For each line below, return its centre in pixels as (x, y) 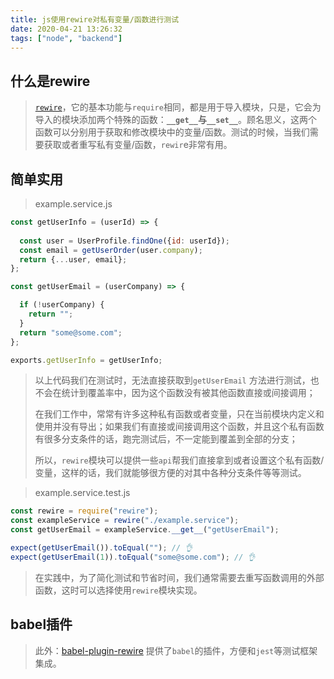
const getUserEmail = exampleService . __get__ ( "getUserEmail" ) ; (145, 530)
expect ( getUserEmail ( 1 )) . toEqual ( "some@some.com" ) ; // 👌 (133, 557)
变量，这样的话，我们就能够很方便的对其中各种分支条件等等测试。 (170, 473)
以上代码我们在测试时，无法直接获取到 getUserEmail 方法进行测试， (172, 380)
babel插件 (41, 624)
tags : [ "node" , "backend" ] (66, 38)
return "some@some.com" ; (71, 332)
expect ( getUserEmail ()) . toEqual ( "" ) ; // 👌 (101, 548)
